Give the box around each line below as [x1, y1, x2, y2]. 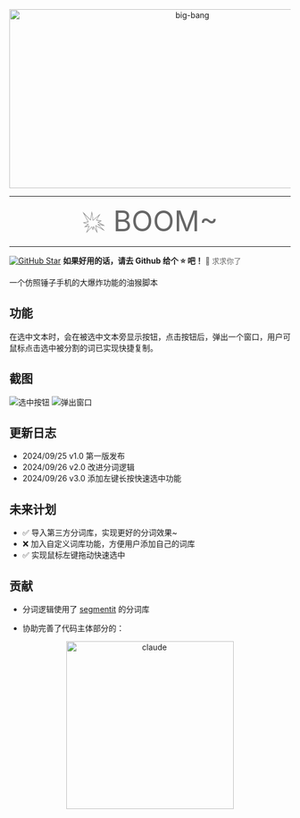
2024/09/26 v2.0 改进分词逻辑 [21, 462, 136, 473]
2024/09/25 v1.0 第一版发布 [21, 451, 125, 462]
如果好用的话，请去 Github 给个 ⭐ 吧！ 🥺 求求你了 [62, 255, 242, 266]
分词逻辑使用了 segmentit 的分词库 [21, 604, 150, 615]
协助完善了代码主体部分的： [21, 623, 125, 634]
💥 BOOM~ [81, 204, 219, 238]
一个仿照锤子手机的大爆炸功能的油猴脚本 [9, 277, 158, 287]
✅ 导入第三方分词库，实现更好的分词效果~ [21, 527, 178, 538]
